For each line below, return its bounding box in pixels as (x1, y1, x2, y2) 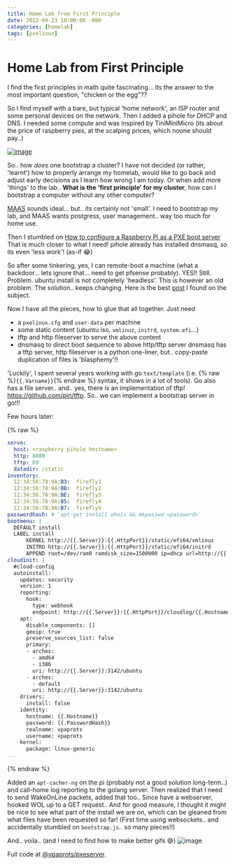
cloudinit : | (7, 556, 45, 564)
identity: (20, 707, 49, 714)
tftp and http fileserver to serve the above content (17, 333, 162, 342)
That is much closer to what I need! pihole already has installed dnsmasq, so (7, 240, 228, 249)
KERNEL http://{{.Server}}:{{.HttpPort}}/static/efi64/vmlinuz (25, 537, 215, 544)
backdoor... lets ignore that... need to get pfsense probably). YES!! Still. (7, 269, 212, 277)
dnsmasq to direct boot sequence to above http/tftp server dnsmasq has (17, 340, 227, 349)
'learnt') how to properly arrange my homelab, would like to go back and (7, 169, 216, 177)
